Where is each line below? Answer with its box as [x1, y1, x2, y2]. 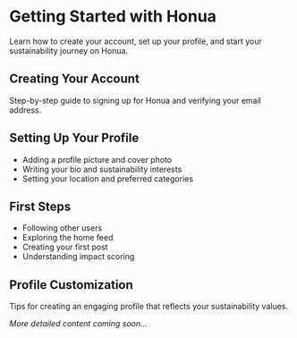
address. [9, 105, 42, 115]
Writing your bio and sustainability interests [21, 164, 182, 174]
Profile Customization [9, 277, 134, 292]
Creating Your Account [9, 72, 140, 87]
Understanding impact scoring [21, 251, 135, 262]
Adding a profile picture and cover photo [21, 154, 173, 165]
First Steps [9, 199, 72, 214]
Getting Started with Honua [9, 6, 217, 27]
